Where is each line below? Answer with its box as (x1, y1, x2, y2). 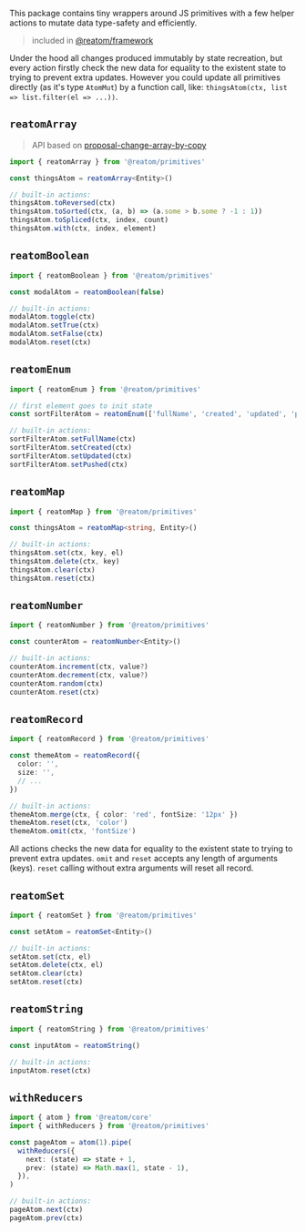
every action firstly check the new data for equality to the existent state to (9, 63, 287, 73)
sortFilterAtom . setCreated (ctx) (9, 443, 132, 453)
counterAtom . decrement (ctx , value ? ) (9, 670, 148, 679)
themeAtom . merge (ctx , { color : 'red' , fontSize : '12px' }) (9, 809, 239, 819)
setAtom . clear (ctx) (9, 969, 84, 978)
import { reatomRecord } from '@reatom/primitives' (9, 735, 209, 744)
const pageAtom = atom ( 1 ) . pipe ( (9, 1137, 132, 1146)
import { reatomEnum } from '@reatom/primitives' (9, 384, 202, 394)
